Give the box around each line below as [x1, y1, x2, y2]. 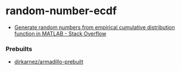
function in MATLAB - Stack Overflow [14, 30, 107, 37]
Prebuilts [5, 44, 33, 53]
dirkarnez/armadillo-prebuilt [14, 58, 84, 66]
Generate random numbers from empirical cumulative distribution [14, 24, 175, 31]
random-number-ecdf [5, 4, 117, 18]
